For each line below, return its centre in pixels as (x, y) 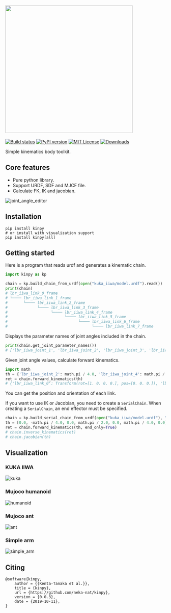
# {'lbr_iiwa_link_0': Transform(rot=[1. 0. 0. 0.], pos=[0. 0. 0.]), (82, 384)
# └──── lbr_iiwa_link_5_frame (66, 317)
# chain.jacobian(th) (28, 437)
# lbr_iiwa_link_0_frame (32, 293)
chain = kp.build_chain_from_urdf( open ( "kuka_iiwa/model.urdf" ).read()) (84, 284)
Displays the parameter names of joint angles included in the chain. (76, 336)
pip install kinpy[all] (31, 237)
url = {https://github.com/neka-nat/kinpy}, (62, 593)
